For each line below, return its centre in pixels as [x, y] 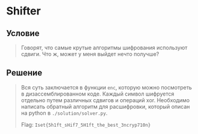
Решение [24, 73]
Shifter [23, 11]
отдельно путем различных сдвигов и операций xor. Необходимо [105, 100]
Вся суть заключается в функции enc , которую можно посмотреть [107, 87]
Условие [23, 33]
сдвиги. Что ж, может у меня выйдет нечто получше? [90, 54]
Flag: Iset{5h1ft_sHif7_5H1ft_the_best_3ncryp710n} [86, 124]
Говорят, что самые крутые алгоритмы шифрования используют [104, 47]
